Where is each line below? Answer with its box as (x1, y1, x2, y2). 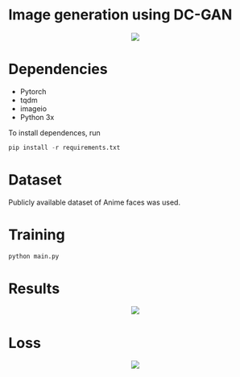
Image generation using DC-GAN (8, 6, 233, 24)
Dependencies (8, 60, 108, 78)
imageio (19, 103, 47, 114)
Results (8, 280, 60, 297)
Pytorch (19, 86, 47, 96)
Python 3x (19, 112, 55, 122)
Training (8, 226, 66, 243)
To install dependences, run (8, 127, 101, 138)
